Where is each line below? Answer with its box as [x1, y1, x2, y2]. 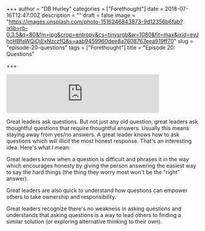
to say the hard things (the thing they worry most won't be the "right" [6, 168, 180, 176]
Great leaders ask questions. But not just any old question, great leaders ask [6, 118, 198, 125]
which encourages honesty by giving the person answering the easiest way [6, 162, 196, 169]
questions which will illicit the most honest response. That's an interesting [6, 137, 192, 145]
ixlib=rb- [6, 24, 29, 32]
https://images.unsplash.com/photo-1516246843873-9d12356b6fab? [9, 18, 183, 25]
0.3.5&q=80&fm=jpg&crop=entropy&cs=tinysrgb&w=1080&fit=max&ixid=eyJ [6, 31, 199, 38]
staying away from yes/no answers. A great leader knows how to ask [6, 131, 180, 138]
